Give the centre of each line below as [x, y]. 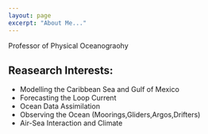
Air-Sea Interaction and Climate [71, 123]
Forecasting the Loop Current [68, 98]
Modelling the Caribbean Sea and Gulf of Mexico [100, 90]
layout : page [30, 15]
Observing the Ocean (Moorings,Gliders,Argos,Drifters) [110, 115]
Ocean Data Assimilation [60, 106]
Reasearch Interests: [61, 70]
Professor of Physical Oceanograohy [68, 45]
